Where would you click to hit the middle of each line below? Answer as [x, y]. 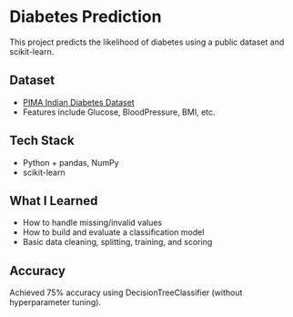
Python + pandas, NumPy [71, 162]
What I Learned [54, 201]
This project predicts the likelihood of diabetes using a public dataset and [147, 42]
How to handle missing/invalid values [92, 223]
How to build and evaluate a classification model [113, 232]
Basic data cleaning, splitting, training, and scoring [117, 242]
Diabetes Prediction [86, 17]
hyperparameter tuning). [56, 302]
